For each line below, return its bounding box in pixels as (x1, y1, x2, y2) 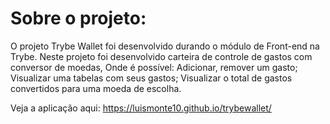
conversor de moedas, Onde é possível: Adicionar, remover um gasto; (10, 61, 298, 73)
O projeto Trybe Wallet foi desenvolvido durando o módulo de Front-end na (10, 40, 320, 52)
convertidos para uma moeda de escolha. (10, 82, 182, 94)
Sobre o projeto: (10, 7, 147, 30)
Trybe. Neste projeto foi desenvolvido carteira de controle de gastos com (10, 50, 313, 62)
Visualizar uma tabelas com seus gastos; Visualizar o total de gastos (10, 72, 293, 84)
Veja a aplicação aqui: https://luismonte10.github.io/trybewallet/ (10, 102, 272, 114)
